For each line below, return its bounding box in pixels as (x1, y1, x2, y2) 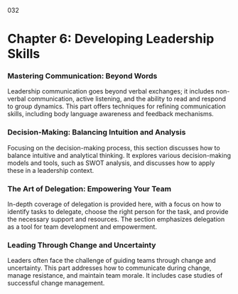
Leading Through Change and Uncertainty (7, 240, 156, 250)
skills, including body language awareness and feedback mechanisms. (7, 110, 215, 118)
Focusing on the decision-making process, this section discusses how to (7, 143, 220, 152)
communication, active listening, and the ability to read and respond (27, 95, 226, 103)
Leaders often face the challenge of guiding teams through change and (7, 256, 217, 265)
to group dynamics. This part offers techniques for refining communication (7, 102, 226, 111)
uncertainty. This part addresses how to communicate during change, (7, 264, 212, 272)
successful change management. (7, 279, 105, 288)
